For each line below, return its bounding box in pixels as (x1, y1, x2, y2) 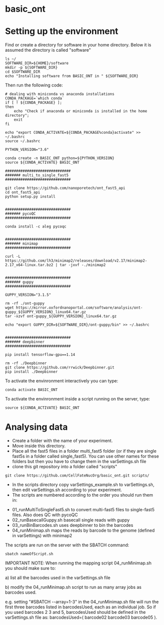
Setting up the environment (5, 26, 119, 37)
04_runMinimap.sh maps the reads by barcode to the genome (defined (12, 527, 155, 533)
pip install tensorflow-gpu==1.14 (5, 353, 76, 357)
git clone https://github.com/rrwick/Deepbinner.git (5, 365, 115, 370)
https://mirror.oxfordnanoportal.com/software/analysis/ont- (16, 305, 143, 311)
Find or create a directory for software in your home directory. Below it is (5, 42, 151, 48)
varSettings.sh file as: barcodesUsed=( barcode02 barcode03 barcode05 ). (5, 614, 157, 621)
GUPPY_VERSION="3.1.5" (5, 292, 51, 297)
